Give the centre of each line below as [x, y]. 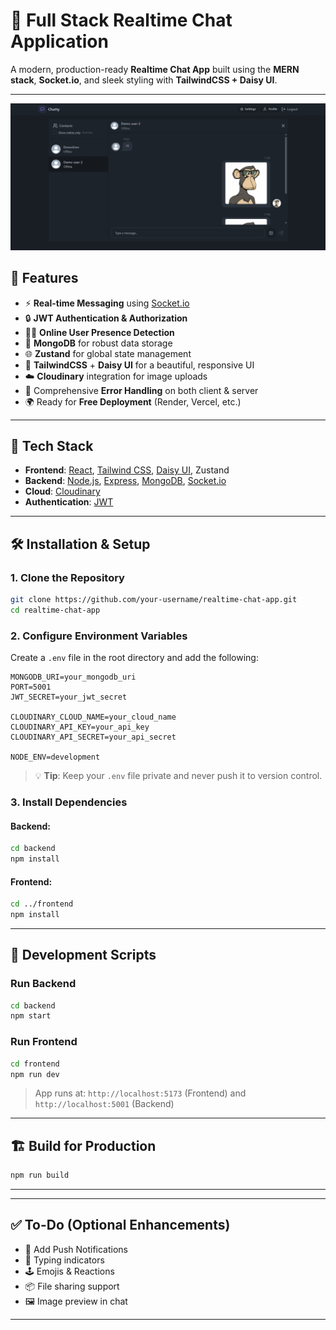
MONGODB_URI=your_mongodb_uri [73, 677]
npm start [31, 1016]
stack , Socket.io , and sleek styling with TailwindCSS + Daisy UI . [144, 80]
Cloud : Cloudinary [62, 491]
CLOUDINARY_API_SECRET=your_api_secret [93, 737]
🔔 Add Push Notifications [76, 1249]
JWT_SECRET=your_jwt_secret [69, 697]
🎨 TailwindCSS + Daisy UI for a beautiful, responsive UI [139, 365]
